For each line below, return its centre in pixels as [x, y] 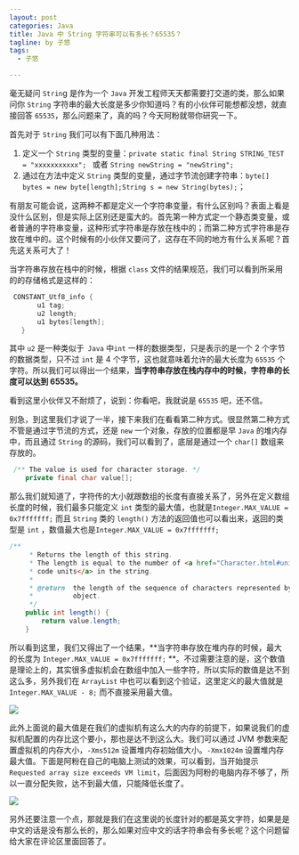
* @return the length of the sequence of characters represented [154, 588]
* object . [65, 596]
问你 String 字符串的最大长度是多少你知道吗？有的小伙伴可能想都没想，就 [144, 104]
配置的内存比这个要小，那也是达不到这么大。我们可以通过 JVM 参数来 [152, 738]
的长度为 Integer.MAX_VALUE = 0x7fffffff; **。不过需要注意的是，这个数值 [147, 658]
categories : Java [41, 26]
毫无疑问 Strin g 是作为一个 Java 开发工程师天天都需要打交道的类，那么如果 [147, 93]
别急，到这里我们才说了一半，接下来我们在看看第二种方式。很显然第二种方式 [149, 419]
